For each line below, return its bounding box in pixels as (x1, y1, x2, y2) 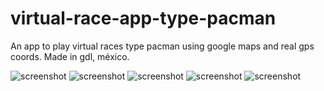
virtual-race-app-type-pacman (10, 7, 277, 30)
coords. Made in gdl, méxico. (10, 50, 130, 62)
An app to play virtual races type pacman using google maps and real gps (10, 40, 315, 52)
